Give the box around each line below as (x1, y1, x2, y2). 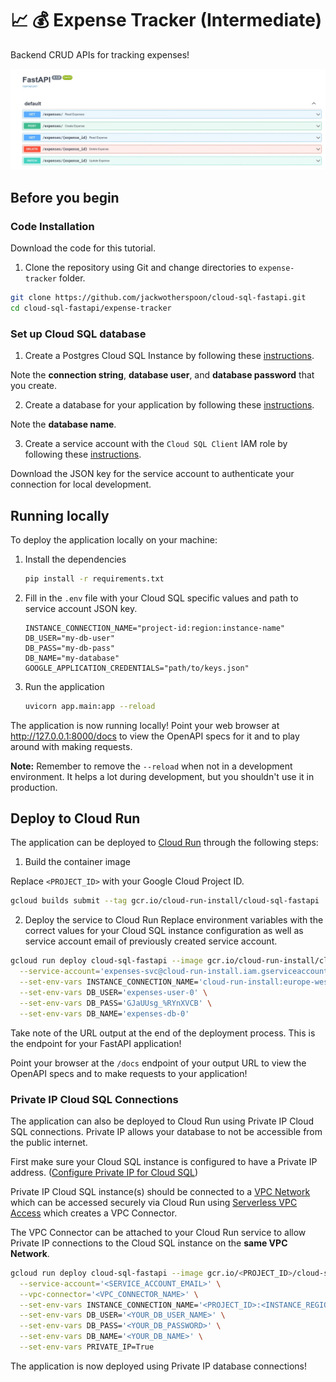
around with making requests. (10, 740, 133, 752)
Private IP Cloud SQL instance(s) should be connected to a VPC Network (10, 1185, 311, 1197)
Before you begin (10, 189, 120, 206)
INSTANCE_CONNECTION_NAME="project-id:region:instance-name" (24, 623, 286, 633)
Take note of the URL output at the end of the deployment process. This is (10, 1027, 316, 1039)
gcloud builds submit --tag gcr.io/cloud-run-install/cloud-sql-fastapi (10, 896, 320, 906)
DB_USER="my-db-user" (24, 633, 115, 643)
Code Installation (10, 219, 95, 233)
